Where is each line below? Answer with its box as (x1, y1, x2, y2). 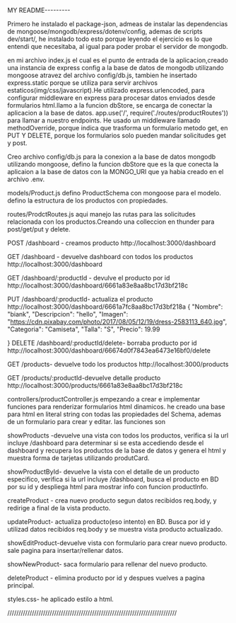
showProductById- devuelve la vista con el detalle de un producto (7, 467, 200, 476)
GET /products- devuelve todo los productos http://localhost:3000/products (7, 360, 229, 368)
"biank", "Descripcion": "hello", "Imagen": (7, 310, 129, 318)
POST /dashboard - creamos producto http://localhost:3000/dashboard (7, 239, 216, 247)
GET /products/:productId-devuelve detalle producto (7, 374, 161, 382)
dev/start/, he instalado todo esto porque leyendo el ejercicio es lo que (7, 35, 213, 43)
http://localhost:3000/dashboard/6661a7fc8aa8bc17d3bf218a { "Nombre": (7, 302, 223, 311)
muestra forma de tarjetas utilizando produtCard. (7, 454, 150, 462)
